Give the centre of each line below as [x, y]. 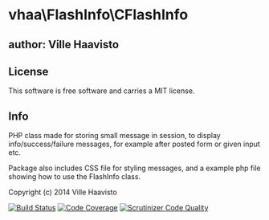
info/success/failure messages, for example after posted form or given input [134, 144]
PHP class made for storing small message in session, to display [114, 136]
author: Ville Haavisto [63, 45]
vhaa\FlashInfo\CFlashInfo [98, 15]
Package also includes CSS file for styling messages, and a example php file [134, 168]
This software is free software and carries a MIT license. [102, 91]
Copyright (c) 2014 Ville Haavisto [63, 192]
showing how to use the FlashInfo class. [75, 177]
